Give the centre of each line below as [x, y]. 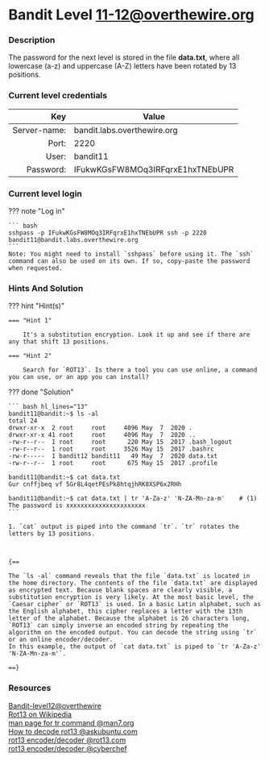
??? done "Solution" [41, 392]
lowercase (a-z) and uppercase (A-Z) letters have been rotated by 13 [122, 66]
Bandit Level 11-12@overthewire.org [132, 15]
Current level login [45, 193]
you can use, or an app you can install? [79, 377]
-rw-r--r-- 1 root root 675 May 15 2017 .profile [113, 464]
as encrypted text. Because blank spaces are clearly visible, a [120, 590]
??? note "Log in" [37, 211]
